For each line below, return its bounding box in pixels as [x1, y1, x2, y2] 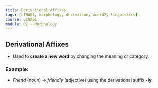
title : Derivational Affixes [5, 7, 66, 13]
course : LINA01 [5, 17, 37, 22]
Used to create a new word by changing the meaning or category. [12, 53, 149, 59]
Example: [5, 66, 29, 73]
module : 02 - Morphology [5, 21, 57, 27]
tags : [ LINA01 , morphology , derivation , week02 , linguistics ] [5, 12, 138, 17]
